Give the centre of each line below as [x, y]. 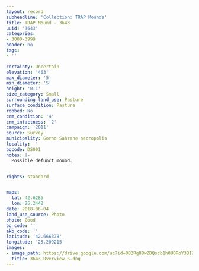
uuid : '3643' [22, 28]
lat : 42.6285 [28, 198]
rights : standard [28, 177]
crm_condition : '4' [30, 116]
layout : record [25, 12]
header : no [20, 45]
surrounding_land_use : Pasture [45, 100]
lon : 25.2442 [28, 204]
